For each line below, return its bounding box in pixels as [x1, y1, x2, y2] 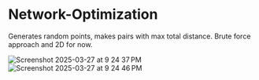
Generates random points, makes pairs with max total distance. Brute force [8, 31, 251, 41]
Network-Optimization [8, 5, 158, 24]
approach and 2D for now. [8, 39, 93, 49]
